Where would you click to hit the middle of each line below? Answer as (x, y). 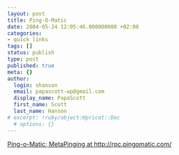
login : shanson (36, 85)
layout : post (26, 14)
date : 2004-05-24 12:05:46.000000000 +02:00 (73, 27)
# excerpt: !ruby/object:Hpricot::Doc (64, 117)
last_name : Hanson (41, 111)
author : (19, 79)
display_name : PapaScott (50, 98)
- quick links (28, 40)
